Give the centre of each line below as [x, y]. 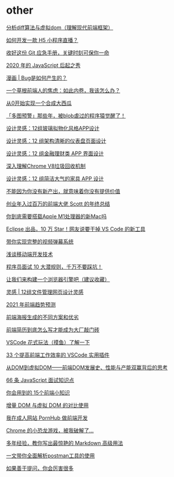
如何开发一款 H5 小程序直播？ [42, 40]
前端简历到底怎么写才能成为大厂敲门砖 [53, 329]
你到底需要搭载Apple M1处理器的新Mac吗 [57, 216]
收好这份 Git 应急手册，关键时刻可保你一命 [58, 52]
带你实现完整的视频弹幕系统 [40, 241]
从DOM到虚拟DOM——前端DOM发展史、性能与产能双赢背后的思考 [87, 367]
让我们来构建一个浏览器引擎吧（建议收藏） [58, 279]
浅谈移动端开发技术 [30, 254]
